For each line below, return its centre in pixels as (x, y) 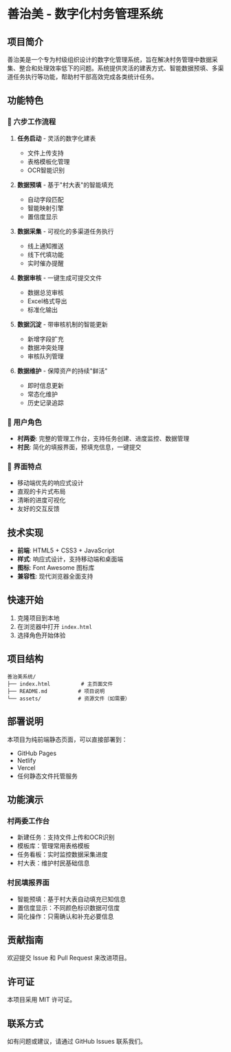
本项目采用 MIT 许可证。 (42, 1000)
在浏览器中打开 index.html (55, 626)
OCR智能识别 (46, 170)
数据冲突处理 (45, 347)
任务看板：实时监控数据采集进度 (62, 854)
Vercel (26, 767)
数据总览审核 (45, 292)
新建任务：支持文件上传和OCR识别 (66, 837)
